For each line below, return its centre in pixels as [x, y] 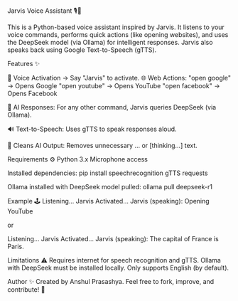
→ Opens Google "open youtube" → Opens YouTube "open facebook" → [114, 86]
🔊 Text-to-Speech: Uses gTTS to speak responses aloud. [92, 129]
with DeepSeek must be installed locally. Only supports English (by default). [118, 268]
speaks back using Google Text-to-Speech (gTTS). [82, 50]
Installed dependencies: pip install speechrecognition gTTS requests [108, 173]
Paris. [16, 246]
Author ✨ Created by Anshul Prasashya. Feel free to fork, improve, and [111, 281]
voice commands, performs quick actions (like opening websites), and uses [118, 35]
